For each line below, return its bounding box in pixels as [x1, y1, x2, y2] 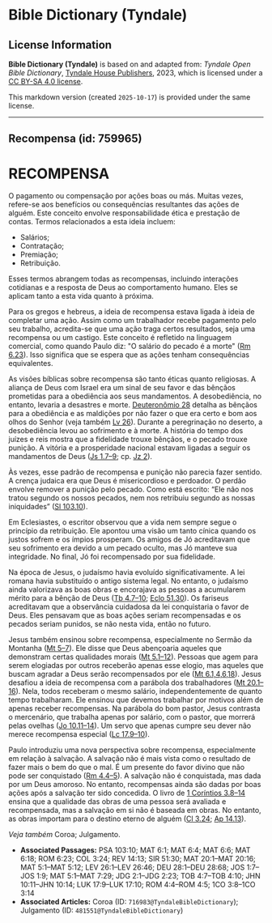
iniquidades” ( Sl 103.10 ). [8, 502, 88, 512]
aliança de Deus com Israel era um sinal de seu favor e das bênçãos [8, 383, 236, 393]
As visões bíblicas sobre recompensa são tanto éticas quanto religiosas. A [8, 374, 257, 384]
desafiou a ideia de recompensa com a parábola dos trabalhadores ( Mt [8, 678, 245, 687]
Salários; [19, 232, 50, 242]
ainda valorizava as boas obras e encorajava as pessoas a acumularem [8, 585, 246, 594]
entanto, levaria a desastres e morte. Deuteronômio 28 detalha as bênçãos [8, 400, 257, 410]
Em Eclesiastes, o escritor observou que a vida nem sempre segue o [8, 517, 237, 527]
